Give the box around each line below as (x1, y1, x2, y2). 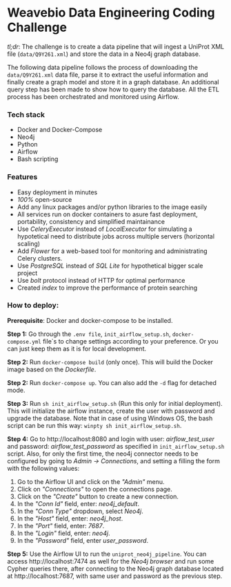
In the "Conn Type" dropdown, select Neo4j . (17, 507, 143, 515)
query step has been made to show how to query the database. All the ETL (7, 85, 219, 93)
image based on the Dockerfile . (7, 365, 97, 373)
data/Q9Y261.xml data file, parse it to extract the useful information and (7, 71, 208, 79)
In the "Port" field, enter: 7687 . (17, 521, 105, 530)
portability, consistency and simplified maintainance (17, 217, 165, 225)
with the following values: (7, 464, 80, 472)
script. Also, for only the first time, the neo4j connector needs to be (7, 449, 199, 458)
